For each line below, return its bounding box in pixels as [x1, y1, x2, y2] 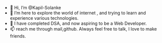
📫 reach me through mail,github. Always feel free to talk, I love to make [9, 26, 157, 32]
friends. [9, 33, 26, 39]
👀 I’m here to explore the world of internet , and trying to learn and [9, 10, 146, 16]
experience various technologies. [9, 15, 79, 21]
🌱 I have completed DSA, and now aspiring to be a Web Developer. [9, 20, 147, 26]
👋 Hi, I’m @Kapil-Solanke [9, 5, 61, 10]
